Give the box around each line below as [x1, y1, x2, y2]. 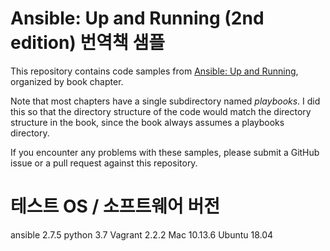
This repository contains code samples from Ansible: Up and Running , [10, 65, 299, 77]
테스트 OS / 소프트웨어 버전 [10, 195, 220, 218]
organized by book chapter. [10, 75, 124, 87]
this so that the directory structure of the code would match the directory [10, 105, 312, 117]
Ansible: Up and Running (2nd [10, 7, 265, 30]
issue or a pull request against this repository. [10, 157, 198, 169]
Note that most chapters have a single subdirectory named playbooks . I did [10, 95, 321, 107]
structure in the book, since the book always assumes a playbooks [10, 116, 285, 128]
